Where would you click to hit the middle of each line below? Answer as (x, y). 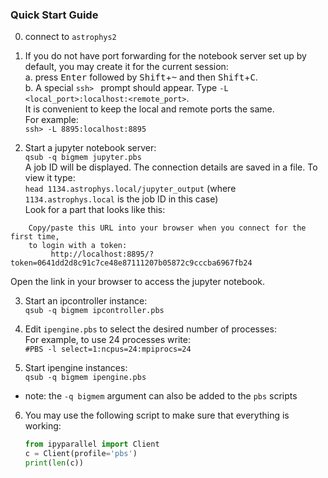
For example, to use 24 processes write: (107, 340)
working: (43, 426)
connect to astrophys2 (70, 37)
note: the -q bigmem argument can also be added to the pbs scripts (161, 396)
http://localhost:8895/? (102, 254)
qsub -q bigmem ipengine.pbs (85, 378)
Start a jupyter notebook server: (90, 148)
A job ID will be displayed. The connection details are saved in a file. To (171, 167)
